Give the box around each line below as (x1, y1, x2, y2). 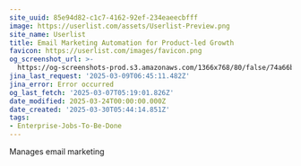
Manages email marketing (9, 146, 105, 157)
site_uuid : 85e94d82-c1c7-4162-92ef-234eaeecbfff (9, 13, 199, 22)
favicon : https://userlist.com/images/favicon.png (9, 47, 202, 56)
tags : (9, 113, 30, 122)
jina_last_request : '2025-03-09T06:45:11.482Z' (9, 72, 191, 81)
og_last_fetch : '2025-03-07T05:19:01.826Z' (9, 88, 175, 97)
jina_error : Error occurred (9, 80, 115, 89)
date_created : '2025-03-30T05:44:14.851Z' (9, 105, 170, 114)
